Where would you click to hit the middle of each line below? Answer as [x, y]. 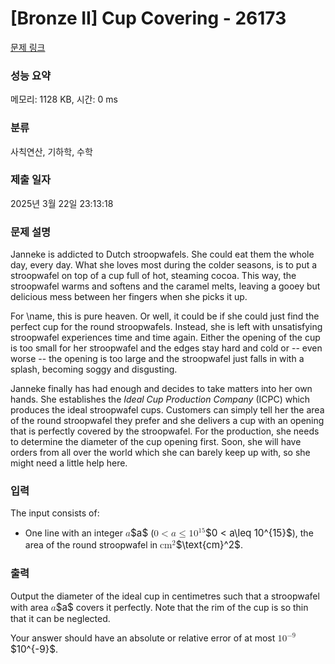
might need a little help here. [69, 463]
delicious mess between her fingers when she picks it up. [129, 297]
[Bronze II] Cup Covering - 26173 [148, 18]
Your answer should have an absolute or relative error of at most [143, 638]
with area [29, 607]
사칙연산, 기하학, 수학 [51, 151]
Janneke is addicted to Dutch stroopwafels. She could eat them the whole [162, 254]
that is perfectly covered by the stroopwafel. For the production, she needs [165, 431]
